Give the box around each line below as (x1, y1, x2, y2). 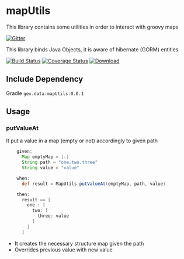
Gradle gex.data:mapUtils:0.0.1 (6, 89, 84, 97)
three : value (37, 213, 69, 219)
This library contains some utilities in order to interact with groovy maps (6, 23, 179, 30)
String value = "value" (21, 165, 80, 171)
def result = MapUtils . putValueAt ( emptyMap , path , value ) (21, 181, 166, 187)
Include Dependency (6, 74, 84, 84)
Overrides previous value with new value (14, 246, 113, 253)
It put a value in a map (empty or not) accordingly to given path (6, 137, 158, 144)
